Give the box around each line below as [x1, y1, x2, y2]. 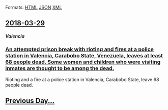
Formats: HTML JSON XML [5, 5, 62, 10]
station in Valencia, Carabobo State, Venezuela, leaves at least [5, 52, 163, 59]
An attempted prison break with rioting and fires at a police [5, 46, 154, 53]
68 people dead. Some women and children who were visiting [5, 58, 161, 65]
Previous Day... [5, 96, 55, 105]
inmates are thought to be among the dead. [5, 65, 115, 72]
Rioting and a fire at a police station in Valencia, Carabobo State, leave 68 [5, 76, 159, 83]
